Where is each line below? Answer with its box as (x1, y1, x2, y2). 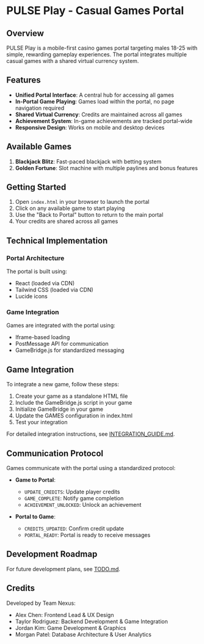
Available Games (6, 141, 72, 152)
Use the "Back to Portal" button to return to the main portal (15, 211, 164, 219)
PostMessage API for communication (15, 340, 109, 348)
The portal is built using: (6, 268, 67, 275)
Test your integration (15, 419, 68, 426)
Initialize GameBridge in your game (15, 405, 104, 413)
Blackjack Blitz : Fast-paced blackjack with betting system (15, 157, 162, 165)
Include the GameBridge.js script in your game (15, 399, 133, 406)
